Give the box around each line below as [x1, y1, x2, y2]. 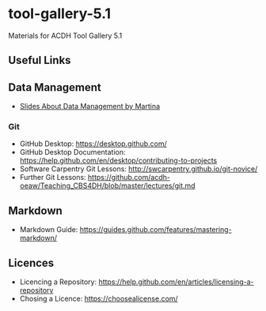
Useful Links [8, 54, 71, 67]
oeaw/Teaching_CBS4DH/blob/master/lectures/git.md [19, 181, 196, 190]
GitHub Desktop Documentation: [19, 148, 126, 157]
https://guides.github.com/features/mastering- [79, 225, 232, 234]
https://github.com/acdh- [87, 173, 170, 182]
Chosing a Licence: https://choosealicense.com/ [19, 294, 178, 304]
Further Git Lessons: [19, 173, 86, 182]
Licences [8, 256, 55, 269]
